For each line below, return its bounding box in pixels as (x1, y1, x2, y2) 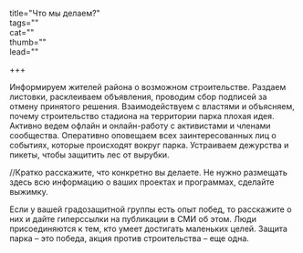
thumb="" (9, 36, 47, 47)
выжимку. (9, 187, 48, 197)
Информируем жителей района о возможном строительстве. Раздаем (9, 82, 287, 92)
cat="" (9, 27, 35, 37)
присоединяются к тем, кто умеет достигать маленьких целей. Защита (9, 223, 287, 234)
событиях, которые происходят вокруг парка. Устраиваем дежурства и (9, 140, 289, 150)
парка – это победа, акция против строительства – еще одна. (9, 233, 249, 244)
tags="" (9, 17, 39, 28)
